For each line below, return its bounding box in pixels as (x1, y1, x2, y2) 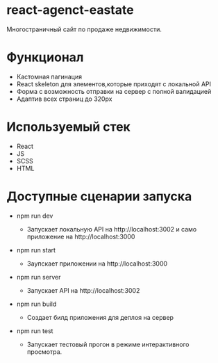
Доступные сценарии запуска (6, 188, 192, 204)
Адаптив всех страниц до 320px (16, 95, 112, 103)
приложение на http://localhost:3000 (26, 232, 135, 241)
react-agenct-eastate (6, 2, 134, 18)
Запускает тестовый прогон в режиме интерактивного (26, 340, 190, 348)
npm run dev (16, 211, 53, 220)
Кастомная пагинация (16, 72, 83, 81)
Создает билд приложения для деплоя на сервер (26, 313, 174, 321)
